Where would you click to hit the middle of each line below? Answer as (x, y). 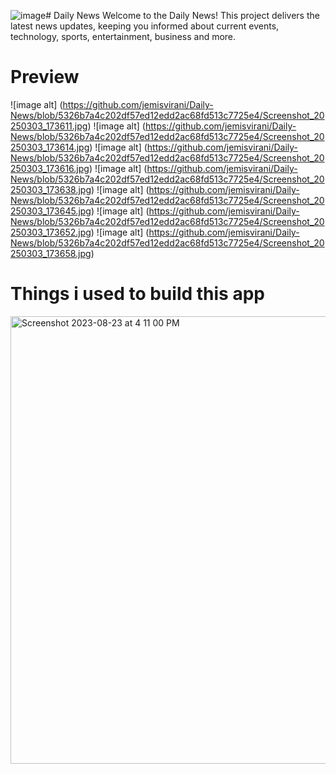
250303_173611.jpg (49, 126)
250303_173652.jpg (51, 232)
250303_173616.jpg (50, 168)
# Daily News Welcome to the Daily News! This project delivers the (182, 15)
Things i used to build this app (137, 294)
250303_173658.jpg (51, 253)
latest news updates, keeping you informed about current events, (145, 26)
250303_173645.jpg (51, 211)
